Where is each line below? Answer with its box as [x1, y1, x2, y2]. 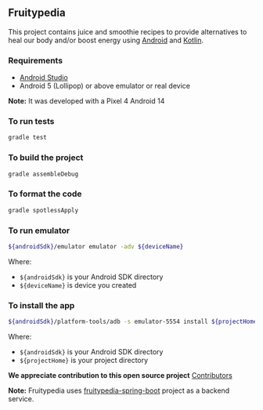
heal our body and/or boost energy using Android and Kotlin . [8, 35, 204, 45]
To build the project [8, 152, 84, 163]
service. [8, 394, 34, 403]
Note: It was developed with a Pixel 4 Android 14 [8, 96, 165, 106]
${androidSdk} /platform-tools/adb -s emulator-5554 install [8, 317, 209, 326]
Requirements [8, 55, 63, 66]
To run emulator [8, 225, 70, 236]
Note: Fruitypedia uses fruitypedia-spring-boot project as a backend [8, 386, 230, 395]
